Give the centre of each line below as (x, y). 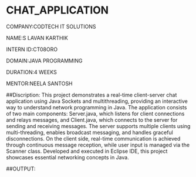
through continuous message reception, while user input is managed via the (98, 145)
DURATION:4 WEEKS (31, 72)
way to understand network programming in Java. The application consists (97, 107)
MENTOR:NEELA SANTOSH (39, 84)
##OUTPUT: (21, 169)
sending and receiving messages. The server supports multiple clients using (98, 126)
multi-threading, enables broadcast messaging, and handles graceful (89, 132)
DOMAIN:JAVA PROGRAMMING (44, 61)
